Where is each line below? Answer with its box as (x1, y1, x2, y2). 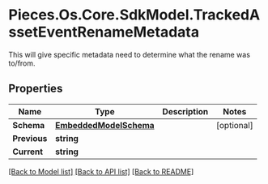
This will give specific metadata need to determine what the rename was (8, 49, 251, 59)
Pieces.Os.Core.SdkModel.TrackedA (8, 6, 261, 24)
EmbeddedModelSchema (55, 119, 155, 131)
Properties (8, 82, 63, 96)
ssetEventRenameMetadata (8, 23, 200, 41)
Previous (12, 132, 48, 143)
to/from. (8, 58, 36, 68)
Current (12, 146, 43, 157)
